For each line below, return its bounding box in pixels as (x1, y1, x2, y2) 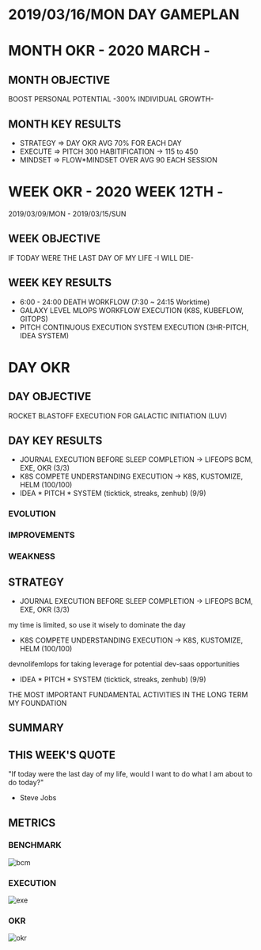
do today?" (8, 778, 44, 788)
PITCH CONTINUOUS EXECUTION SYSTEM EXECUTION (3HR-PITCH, (19, 322, 249, 332)
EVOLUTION (8, 509, 56, 520)
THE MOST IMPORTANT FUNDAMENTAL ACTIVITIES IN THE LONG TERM (8, 689, 248, 699)
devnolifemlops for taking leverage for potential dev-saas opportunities (8, 659, 240, 669)
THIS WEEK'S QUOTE (8, 748, 116, 761)
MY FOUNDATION (8, 698, 67, 708)
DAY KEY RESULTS (8, 433, 103, 447)
